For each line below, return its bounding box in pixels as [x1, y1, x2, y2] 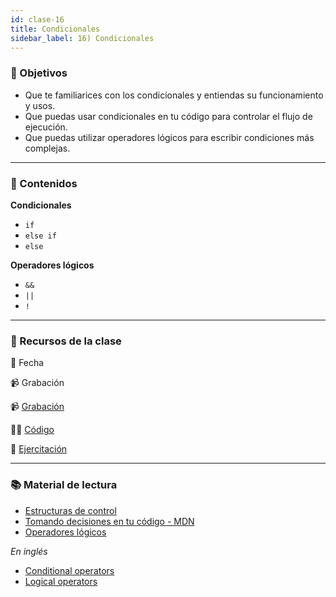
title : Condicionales [10, 24, 101, 34]
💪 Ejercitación [10, 443, 68, 455]
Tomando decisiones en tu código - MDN [24, 515, 195, 527]
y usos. [24, 99, 56, 111]
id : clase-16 [10, 14, 65, 25]
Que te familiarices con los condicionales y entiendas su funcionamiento [24, 89, 324, 101]
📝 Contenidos [10, 176, 78, 190]
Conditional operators [24, 564, 115, 576]
